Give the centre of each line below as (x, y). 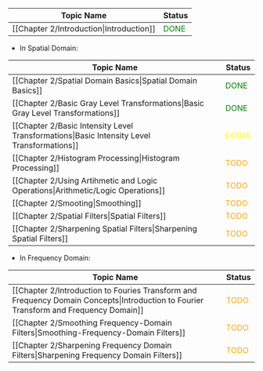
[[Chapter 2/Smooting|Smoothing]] (77, 203)
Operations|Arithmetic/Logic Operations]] (89, 190)
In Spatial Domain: (49, 48)
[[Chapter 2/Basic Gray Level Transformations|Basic (108, 103)
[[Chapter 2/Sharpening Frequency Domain (92, 346)
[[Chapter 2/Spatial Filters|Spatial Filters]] (89, 216)
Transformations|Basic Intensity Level (81, 135)
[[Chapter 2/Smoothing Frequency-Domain (92, 323)
